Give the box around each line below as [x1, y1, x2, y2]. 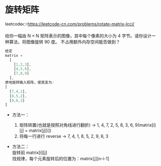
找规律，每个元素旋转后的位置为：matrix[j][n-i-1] [12, 156, 110, 162]
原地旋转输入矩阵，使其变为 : [5, 80, 54, 85]
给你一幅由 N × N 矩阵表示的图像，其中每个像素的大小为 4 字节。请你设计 [5, 32, 152, 39]
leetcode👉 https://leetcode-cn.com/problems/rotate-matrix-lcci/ [5, 21, 135, 27]
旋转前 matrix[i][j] [12, 150, 48, 155]
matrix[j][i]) [29, 128, 52, 134]
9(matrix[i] [135, 122, 156, 128]
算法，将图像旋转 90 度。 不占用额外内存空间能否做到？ [9, 39, 120, 45]
